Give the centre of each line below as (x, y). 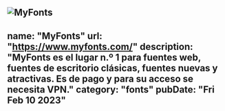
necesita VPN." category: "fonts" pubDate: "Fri (111, 89)
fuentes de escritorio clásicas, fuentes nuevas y (112, 68)
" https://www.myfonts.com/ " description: (100, 46)
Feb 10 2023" (37, 100)
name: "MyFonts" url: (55, 36)
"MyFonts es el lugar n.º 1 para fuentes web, (104, 57)
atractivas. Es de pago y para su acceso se (100, 78)
